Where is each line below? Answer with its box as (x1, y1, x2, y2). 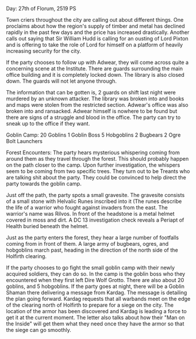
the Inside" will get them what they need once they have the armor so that (6, 320, 184, 327)
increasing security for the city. (6, 48, 81, 55)
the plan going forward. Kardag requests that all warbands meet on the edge (6, 296, 191, 302)
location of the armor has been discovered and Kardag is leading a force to (6, 308, 187, 314)
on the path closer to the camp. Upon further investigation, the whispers (6, 161, 180, 168)
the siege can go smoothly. (6, 327, 71, 333)
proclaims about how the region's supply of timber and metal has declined (6, 23, 185, 29)
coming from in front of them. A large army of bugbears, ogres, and (6, 240, 169, 247)
